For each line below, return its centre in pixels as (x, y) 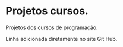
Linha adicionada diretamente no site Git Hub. (61, 39)
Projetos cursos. (47, 11)
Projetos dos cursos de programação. (52, 27)
